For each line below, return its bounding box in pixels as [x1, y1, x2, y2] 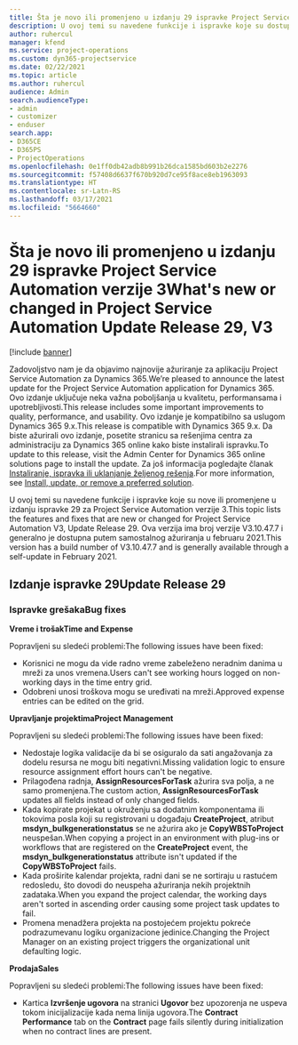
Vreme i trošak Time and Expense [9, 623, 134, 634]
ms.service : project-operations [9, 46, 129, 55]
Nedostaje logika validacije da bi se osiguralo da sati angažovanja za [21, 748, 273, 759]
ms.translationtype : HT [9, 179, 98, 188]
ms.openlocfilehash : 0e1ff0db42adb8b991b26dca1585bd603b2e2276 [9, 162, 248, 171]
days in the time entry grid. [53, 677, 153, 687]
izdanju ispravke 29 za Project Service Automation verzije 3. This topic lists [9, 503, 281, 514]
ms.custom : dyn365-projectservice [9, 54, 137, 63]
